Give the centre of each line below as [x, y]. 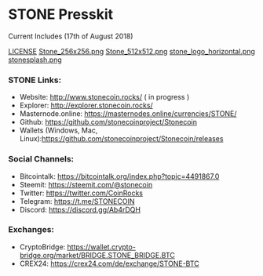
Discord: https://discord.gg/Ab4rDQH [80, 209]
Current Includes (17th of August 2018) [71, 36]
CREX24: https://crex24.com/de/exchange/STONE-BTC [110, 263]
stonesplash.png [35, 60]
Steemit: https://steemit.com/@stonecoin [86, 184]
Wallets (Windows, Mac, [58, 130]
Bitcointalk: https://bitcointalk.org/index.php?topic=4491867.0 [119, 176]
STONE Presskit [61, 15]
